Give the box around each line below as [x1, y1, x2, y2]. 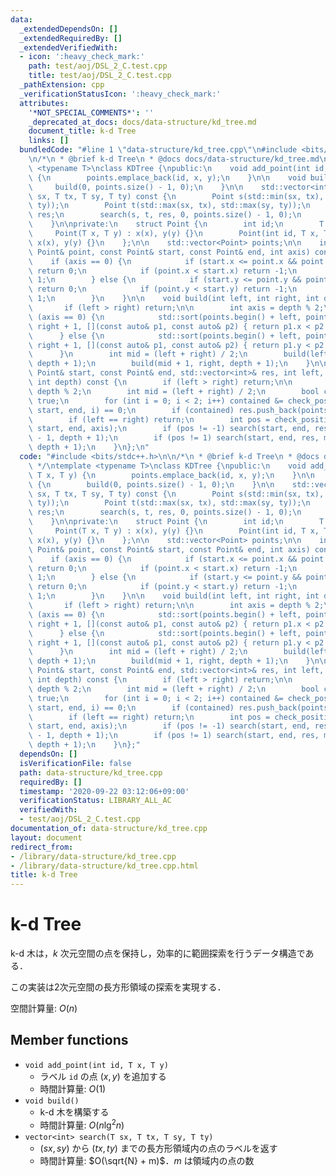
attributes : [19, 98, 70, 108]
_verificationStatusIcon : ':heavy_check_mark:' [19, 89, 222, 99]
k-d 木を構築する [39, 1106, 110, 1118]
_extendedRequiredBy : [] [19, 33, 123, 43]
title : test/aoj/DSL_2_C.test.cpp [28, 71, 172, 81]
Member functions [10, 1032, 129, 1049]
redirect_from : [10, 842, 74, 852]
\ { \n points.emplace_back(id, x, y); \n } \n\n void [28, 172, 307, 183]
